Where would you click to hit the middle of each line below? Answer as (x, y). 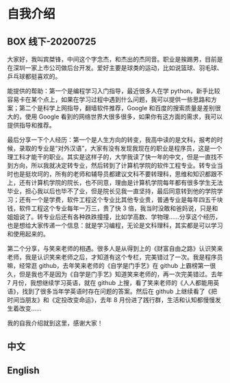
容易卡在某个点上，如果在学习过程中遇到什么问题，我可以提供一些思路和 (109, 99)
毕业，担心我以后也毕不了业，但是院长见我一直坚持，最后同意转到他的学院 (112, 191)
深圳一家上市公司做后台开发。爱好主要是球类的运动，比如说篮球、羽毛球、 (118, 68)
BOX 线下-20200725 (52, 41)
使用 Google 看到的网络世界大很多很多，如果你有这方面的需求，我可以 (124, 116)
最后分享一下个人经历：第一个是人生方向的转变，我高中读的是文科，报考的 (112, 140)
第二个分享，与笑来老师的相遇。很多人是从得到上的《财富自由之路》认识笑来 (115, 248)
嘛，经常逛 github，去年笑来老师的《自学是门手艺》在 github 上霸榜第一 (108, 265)
